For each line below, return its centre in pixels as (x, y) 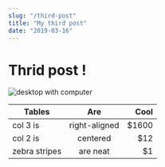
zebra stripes (37, 151)
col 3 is (26, 125)
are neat (94, 151)
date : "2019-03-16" (41, 30)
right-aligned (94, 125)
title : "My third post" (48, 23)
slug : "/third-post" (43, 16)
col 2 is (26, 138)
